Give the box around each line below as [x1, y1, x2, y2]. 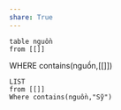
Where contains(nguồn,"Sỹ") [9, 92, 113, 101]
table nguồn [9, 37, 53, 46]
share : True [9, 12, 53, 22]
